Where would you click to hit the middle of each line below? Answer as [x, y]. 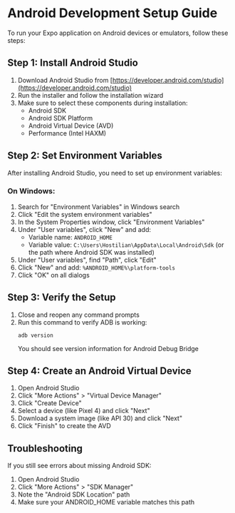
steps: [16, 40]
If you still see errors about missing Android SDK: [79, 466]
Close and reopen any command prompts [79, 315]
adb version [35, 335]
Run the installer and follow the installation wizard [90, 95]
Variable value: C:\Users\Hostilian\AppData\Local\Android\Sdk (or [126, 245]
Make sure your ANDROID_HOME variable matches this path [106, 502]
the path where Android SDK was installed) [92, 252]
